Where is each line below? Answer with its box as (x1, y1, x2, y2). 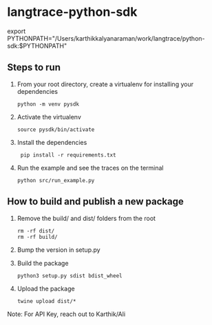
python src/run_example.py (17, 177, 95, 184)
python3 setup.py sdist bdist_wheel (17, 272, 123, 279)
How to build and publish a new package (7, 196, 184, 208)
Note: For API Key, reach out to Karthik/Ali (7, 310, 126, 318)
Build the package (17, 259, 69, 267)
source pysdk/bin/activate (17, 126, 95, 133)
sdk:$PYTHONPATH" (7, 41, 67, 50)
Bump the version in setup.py (17, 246, 101, 254)
